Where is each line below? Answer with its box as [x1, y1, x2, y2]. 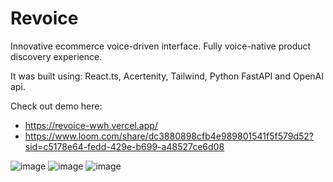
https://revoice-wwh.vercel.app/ [24, 119, 158, 131]
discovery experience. [10, 50, 103, 62]
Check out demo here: [10, 100, 103, 112]
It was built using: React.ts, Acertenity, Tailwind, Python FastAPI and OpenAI [10, 70, 325, 82]
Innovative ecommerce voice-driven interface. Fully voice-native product [10, 40, 312, 52]
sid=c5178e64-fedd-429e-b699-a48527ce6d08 [24, 140, 225, 152]
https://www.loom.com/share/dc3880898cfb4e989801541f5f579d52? [24, 130, 314, 142]
